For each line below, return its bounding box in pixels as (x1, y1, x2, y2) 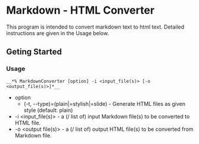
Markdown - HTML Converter (6, 4, 155, 17)
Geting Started (6, 47, 62, 57)
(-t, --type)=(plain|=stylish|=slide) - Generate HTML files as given (23, 100, 186, 107)
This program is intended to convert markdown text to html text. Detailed (6, 23, 185, 30)
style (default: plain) (23, 107, 73, 114)
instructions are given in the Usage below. (6, 29, 109, 36)
